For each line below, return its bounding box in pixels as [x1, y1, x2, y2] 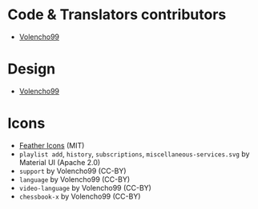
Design [7, 60, 56, 78]
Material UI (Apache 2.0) [18, 157, 101, 167]
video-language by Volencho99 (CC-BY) [18, 183, 151, 192]
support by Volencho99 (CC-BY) [18, 166, 127, 175]
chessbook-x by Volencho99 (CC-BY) [18, 191, 141, 201]
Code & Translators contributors [7, 6, 227, 24]
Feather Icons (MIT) [18, 140, 85, 150]
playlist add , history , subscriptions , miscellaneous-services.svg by [18, 149, 250, 159]
